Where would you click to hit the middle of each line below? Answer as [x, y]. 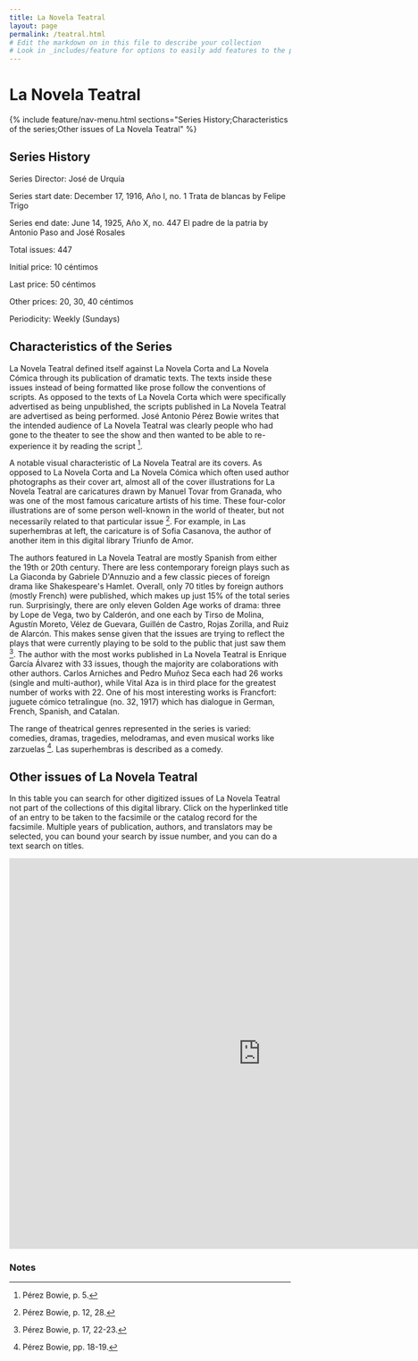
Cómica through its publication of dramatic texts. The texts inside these [141, 378]
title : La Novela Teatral [57, 17]
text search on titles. [47, 846]
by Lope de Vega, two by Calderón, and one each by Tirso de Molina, [137, 614]
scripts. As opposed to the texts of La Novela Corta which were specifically [148, 397]
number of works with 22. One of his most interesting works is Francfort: [143, 692]
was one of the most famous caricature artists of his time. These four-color [147, 501]
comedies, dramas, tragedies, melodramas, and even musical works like [142, 738]
